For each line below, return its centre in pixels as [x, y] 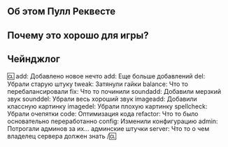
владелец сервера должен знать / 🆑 [62, 136]
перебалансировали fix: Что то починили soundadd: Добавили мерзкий [114, 91]
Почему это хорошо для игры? [78, 35]
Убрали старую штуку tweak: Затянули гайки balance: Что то [98, 84]
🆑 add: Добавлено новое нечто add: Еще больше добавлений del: [106, 76]
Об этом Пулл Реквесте [62, 12]
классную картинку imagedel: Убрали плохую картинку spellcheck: [107, 106]
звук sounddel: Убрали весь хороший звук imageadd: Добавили [102, 99]
